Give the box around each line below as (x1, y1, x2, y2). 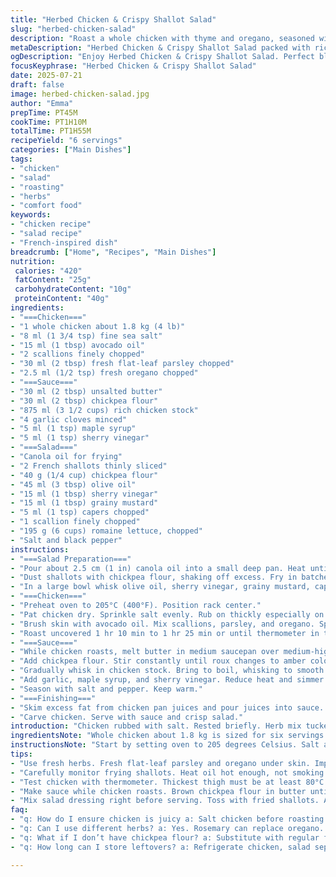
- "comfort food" (10, 201, 83, 211)
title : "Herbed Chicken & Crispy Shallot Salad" (10, 14, 217, 25)
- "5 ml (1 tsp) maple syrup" (10, 424, 137, 434)
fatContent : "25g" (14, 275, 92, 285)
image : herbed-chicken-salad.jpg (10, 89, 150, 99)
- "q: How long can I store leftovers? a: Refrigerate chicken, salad (10, 842, 311, 852)
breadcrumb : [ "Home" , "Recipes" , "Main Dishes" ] (10, 247, 217, 257)
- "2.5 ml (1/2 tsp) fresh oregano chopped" (10, 368, 199, 378)
